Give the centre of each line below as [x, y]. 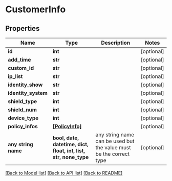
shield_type [23, 101]
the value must [113, 147]
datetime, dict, [70, 144]
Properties [23, 28]
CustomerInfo [36, 9]
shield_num [23, 110]
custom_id [21, 68]
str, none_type [71, 157]
